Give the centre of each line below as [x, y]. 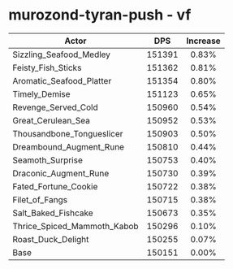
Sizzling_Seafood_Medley [62, 54]
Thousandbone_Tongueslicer [68, 133]
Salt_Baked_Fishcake [53, 213]
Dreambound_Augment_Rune [68, 146]
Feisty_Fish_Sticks [47, 67]
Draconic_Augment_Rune [61, 173]
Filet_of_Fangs [40, 199]
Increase [203, 41]
